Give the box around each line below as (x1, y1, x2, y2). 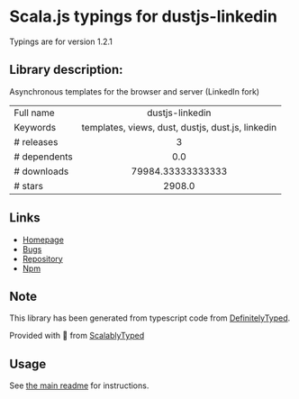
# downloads (14, 165, 69, 177)
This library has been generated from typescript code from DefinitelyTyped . (9, 313, 291, 323)
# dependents (14, 150, 74, 163)
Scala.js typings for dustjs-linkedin (9, 6, 277, 27)
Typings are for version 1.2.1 (9, 36, 113, 47)
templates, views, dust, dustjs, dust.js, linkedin (81, 121, 277, 133)
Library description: (9, 62, 123, 77)
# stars (14, 179, 43, 192)
